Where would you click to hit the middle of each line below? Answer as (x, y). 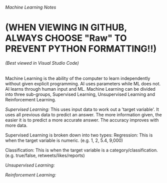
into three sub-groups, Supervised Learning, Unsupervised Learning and (80, 94)
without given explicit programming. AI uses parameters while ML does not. (83, 84)
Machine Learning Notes (31, 7)
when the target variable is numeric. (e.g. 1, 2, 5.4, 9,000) (64, 140)
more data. (16, 125)
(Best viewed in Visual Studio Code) (42, 63)
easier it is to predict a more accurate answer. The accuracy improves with (82, 120)
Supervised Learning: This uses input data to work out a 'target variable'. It (82, 109)
